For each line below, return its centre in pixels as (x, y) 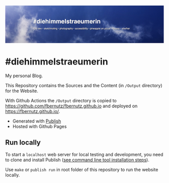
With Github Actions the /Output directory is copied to (61, 101)
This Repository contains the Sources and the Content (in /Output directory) (84, 86)
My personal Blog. (24, 76)
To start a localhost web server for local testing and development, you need (84, 154)
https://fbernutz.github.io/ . (33, 111)
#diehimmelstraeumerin (57, 62)
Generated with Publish (37, 121)
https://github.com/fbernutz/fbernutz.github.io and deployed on (71, 106)
